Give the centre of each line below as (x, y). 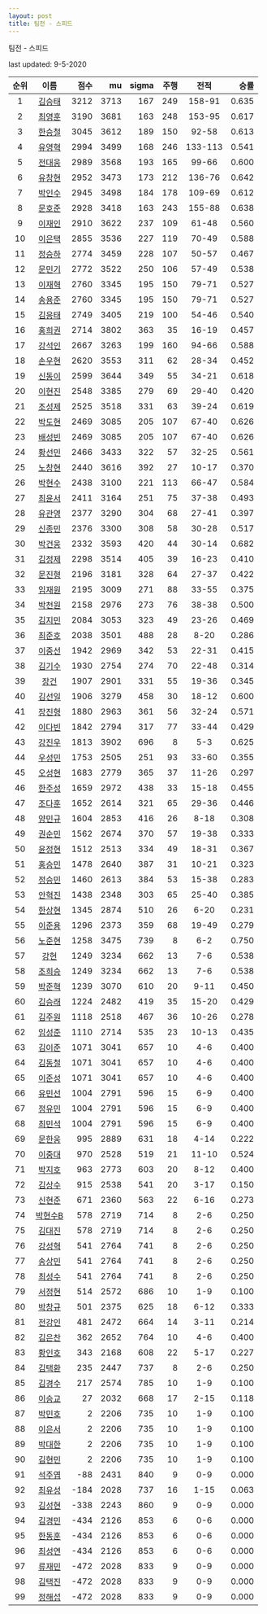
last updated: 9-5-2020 (47, 64)
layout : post (30, 16)
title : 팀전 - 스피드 (41, 24)
